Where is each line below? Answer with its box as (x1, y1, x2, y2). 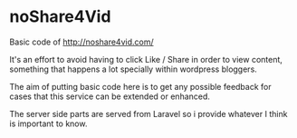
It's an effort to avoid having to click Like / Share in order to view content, (9, 54, 283, 64)
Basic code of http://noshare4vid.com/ (9, 36, 154, 47)
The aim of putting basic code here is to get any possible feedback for (9, 81, 272, 92)
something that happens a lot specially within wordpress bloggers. (9, 64, 258, 74)
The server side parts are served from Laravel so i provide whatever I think (9, 108, 288, 119)
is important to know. (9, 118, 88, 129)
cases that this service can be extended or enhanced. (9, 91, 211, 102)
